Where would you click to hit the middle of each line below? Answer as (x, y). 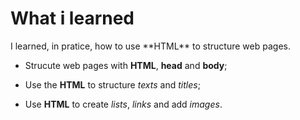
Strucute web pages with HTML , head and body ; (126, 65)
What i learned (72, 18)
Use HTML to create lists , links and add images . (123, 104)
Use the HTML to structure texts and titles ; (112, 84)
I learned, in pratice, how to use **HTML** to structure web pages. (150, 46)
